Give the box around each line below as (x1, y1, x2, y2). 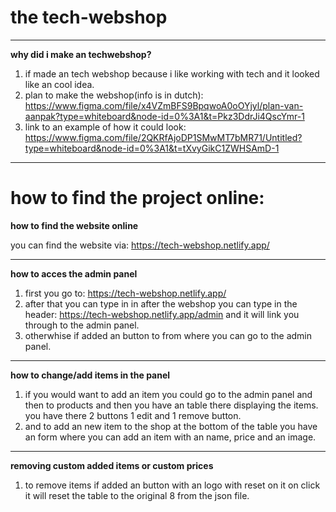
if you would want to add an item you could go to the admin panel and (24, 388, 313, 400)
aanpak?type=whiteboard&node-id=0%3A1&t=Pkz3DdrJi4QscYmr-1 (24, 110, 305, 122)
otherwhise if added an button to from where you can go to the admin (24, 329, 312, 341)
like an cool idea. (24, 78, 95, 90)
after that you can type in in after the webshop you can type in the (24, 297, 298, 310)
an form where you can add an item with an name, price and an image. (24, 431, 317, 443)
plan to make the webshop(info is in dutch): (24, 89, 204, 101)
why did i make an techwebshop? (10, 48, 152, 60)
